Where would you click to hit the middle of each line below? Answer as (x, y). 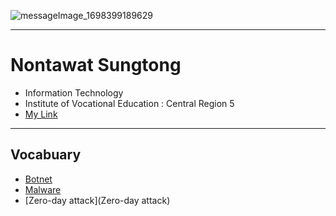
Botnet (38, 179)
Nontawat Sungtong (96, 65)
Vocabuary (46, 155)
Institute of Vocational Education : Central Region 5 (129, 103)
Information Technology (74, 92)
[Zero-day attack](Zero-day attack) (97, 200)
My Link (41, 114)
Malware (43, 189)
